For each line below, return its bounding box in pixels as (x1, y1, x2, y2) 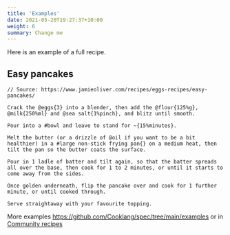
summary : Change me (7, 29, 63, 36)
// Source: (7, 87, 39, 93)
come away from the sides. (7, 170, 85, 177)
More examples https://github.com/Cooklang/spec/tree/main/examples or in (7, 212, 224, 221)
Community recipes (7, 220, 63, 228)
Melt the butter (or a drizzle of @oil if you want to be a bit (7, 135, 196, 142)
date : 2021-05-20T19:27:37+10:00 (7, 16, 103, 23)
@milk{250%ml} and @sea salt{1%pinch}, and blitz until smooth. (7, 111, 196, 117)
